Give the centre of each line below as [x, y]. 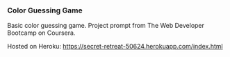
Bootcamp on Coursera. [41, 33]
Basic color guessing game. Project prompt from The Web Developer [106, 26]
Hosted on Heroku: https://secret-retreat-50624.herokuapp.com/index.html [115, 47]
